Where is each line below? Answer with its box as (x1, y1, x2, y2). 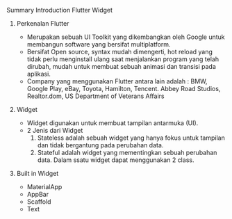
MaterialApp (26, 183, 63, 190)
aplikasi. (26, 70, 51, 78)
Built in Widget (16, 170, 59, 177)
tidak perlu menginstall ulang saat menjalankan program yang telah (26, 55, 219, 63)
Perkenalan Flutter (16, 19, 69, 27)
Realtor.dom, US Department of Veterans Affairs (26, 92, 165, 100)
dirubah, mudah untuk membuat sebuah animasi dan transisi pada (26, 63, 217, 70)
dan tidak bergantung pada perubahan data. (37, 141, 164, 149)
